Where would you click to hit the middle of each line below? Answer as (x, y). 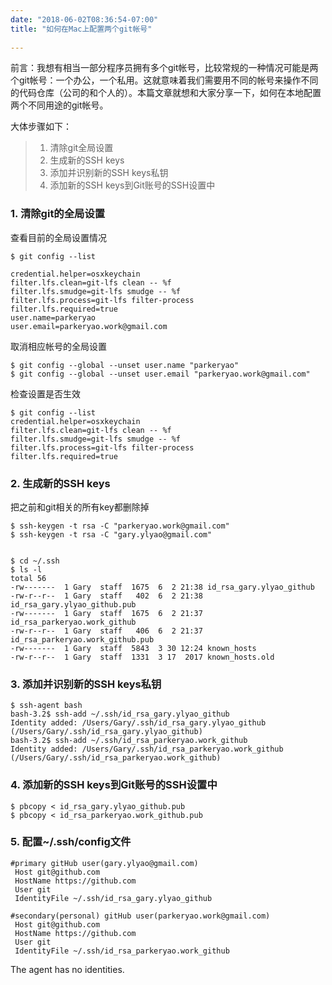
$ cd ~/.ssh (35, 561)
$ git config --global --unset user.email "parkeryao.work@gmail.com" (160, 374)
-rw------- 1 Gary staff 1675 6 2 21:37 (106, 613)
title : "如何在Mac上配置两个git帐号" (81, 29)
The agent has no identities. (67, 969)
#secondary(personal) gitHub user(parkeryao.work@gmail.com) (140, 916)
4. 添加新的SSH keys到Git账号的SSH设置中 (114, 785)
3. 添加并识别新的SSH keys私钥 (86, 684)
